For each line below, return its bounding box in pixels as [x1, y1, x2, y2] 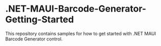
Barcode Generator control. [5, 36, 63, 42]
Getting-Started [5, 14, 74, 25]
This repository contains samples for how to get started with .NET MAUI [5, 30, 156, 36]
